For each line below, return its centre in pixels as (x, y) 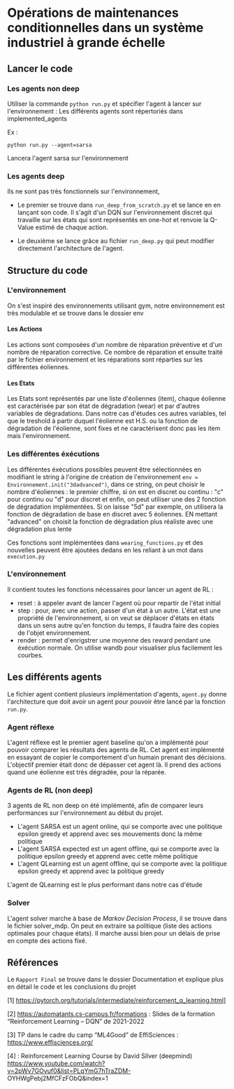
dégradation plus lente (39, 529)
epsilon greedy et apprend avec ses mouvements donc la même (110, 834)
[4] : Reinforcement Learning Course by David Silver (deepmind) (100, 1056)
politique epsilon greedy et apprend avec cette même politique (108, 856)
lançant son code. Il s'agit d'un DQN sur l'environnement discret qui (115, 212)
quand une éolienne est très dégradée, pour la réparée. (87, 772)
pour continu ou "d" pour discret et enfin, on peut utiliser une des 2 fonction (117, 499)
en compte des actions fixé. (47, 940)
